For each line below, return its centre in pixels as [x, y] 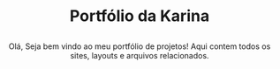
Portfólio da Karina [140, 16]
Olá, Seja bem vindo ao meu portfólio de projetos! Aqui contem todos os [140, 46]
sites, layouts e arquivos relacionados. [140, 55]
